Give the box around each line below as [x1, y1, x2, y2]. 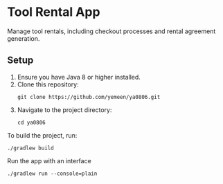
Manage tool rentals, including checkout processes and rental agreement [7, 27, 216, 35]
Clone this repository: [17, 80, 79, 89]
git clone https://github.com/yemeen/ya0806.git [17, 93, 161, 100]
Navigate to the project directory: [17, 105, 112, 114]
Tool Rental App [7, 4, 100, 20]
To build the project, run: [7, 131, 78, 139]
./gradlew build [7, 145, 54, 151]
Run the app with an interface [7, 156, 91, 165]
